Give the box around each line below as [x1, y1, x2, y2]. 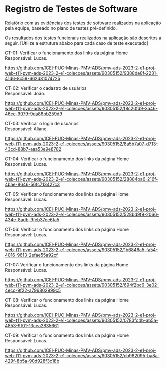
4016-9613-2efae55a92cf [5, 252, 58, 258]
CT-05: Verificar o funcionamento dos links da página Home [5, 191, 129, 197]
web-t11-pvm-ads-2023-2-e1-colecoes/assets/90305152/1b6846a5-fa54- [5, 246, 158, 253]
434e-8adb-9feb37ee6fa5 [5, 216, 60, 223]
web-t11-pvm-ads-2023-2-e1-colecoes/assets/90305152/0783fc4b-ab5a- [5, 317, 158, 323]
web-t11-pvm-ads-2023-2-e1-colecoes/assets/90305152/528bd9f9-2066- [5, 211, 159, 217]
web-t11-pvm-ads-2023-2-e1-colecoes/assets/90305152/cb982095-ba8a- [5, 352, 160, 358]
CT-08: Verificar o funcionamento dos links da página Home [5, 297, 129, 303]
